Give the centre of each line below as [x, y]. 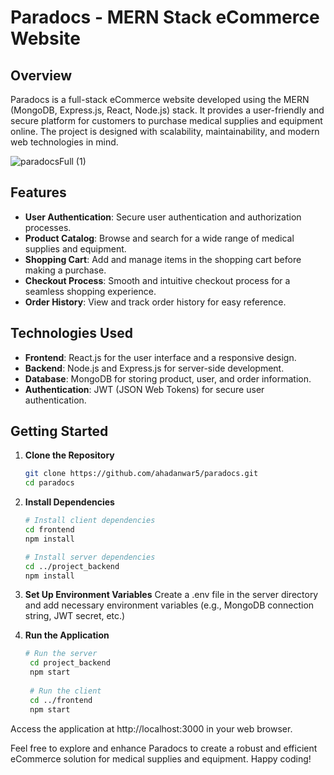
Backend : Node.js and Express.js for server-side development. [154, 368]
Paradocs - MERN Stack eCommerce [165, 17]
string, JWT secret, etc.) [75, 616]
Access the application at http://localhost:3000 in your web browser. [151, 728]
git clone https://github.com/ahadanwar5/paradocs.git [141, 474]
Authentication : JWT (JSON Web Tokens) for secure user [144, 389]
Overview [41, 75]
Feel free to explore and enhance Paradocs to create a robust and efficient [164, 748]
